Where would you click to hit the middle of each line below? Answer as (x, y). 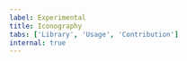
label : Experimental (48, 17)
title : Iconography (46, 26)
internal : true (38, 43)
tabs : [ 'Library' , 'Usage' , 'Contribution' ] (94, 34)
